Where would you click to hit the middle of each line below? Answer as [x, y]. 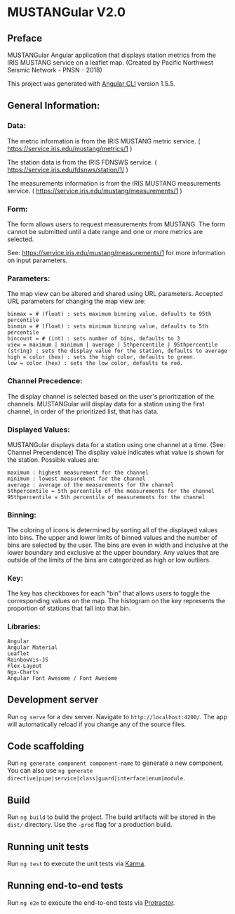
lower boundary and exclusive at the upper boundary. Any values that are [113, 553]
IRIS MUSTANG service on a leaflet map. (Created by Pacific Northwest [110, 63]
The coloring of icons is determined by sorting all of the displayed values [113, 530]
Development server [53, 700]
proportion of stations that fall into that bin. [69, 608]
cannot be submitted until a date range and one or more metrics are [105, 231]
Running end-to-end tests [65, 886]
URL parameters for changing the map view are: [76, 301]
